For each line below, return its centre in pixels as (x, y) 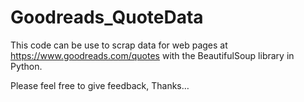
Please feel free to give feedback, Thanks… (100, 85)
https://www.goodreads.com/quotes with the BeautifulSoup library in (152, 55)
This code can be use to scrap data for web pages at (119, 45)
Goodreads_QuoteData (107, 17)
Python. (26, 66)
